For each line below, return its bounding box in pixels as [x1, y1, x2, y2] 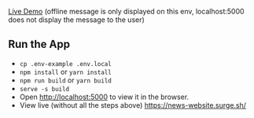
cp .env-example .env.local [19, 60, 112, 68]
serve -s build [19, 85, 70, 93]
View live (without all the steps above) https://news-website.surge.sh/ [19, 100, 246, 109]
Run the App [8, 38, 71, 51]
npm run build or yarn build [19, 75, 112, 85]
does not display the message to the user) [8, 15, 145, 24]
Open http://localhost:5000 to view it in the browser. [19, 92, 190, 101]
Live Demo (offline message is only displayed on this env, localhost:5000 [8, 7, 245, 16]
